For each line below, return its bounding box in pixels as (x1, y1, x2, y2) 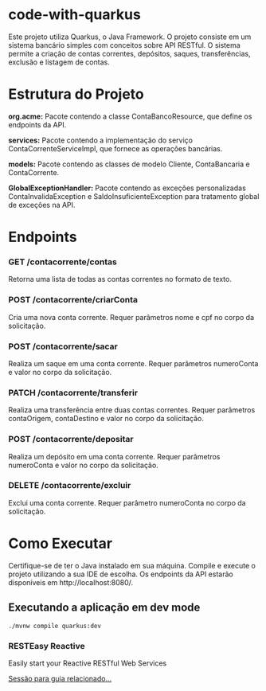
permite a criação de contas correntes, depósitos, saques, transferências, (8, 49, 251, 58)
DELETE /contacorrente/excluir (8, 480, 131, 491)
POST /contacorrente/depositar (8, 434, 134, 445)
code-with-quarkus (8, 6, 141, 24)
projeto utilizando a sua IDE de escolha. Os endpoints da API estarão (8, 569, 233, 579)
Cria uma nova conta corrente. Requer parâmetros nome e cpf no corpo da (8, 312, 255, 322)
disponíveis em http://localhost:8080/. (8, 577, 134, 587)
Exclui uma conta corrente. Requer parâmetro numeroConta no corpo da (8, 498, 246, 507)
